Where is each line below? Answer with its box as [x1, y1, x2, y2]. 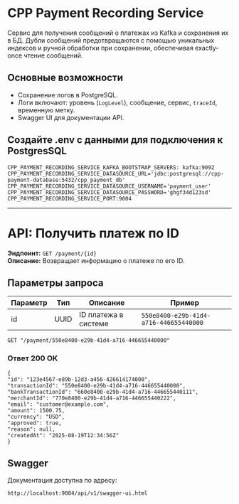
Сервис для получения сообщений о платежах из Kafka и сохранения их [7, 28, 229, 37]
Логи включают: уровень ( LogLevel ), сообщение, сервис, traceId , [17, 98, 218, 107]
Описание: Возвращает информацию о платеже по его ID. [7, 256, 185, 264]
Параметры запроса [7, 277, 104, 289]
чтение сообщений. [23, 51, 83, 60]
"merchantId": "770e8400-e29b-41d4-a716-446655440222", [7, 395, 176, 402]
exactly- [194, 43, 219, 52]
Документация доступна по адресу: [7, 476, 117, 485]
